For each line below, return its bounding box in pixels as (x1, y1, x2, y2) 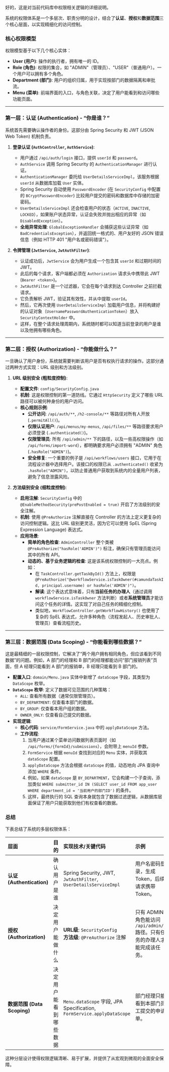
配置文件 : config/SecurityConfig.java (20, 386, 99, 392)
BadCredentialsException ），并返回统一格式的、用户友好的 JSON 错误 (20, 230, 164, 236)
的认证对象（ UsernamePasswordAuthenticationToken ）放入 (20, 308, 139, 314)
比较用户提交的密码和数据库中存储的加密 (75, 192, 160, 198)
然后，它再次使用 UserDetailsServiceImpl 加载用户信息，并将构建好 (20, 301, 160, 308)
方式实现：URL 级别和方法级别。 (18, 364, 86, 370)
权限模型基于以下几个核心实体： (5, 47, 71, 54)
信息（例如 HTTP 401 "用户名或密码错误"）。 (20, 236, 112, 243)
